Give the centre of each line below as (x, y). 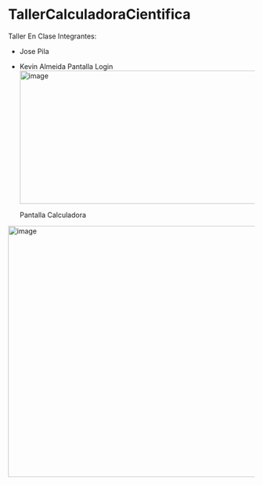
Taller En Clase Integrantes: (52, 36)
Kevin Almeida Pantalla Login (66, 66)
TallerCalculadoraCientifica (99, 14)
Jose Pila (34, 51)
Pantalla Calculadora (53, 215)
